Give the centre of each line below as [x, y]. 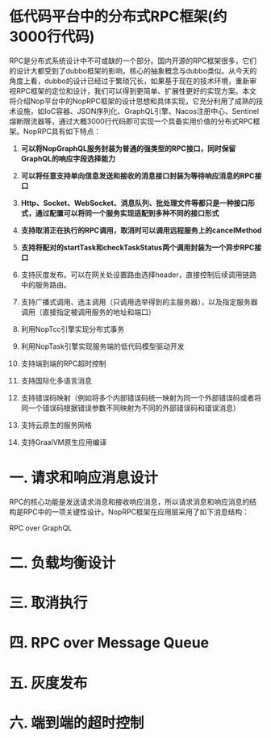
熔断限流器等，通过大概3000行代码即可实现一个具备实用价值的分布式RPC [131, 121]
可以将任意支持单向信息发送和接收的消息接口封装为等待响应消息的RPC [138, 175]
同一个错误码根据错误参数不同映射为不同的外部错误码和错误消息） [130, 408]
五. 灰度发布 [48, 683]
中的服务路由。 [46, 284]
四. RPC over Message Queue [109, 643]
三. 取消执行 [48, 603]
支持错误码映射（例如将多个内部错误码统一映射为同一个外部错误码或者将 [141, 397]
